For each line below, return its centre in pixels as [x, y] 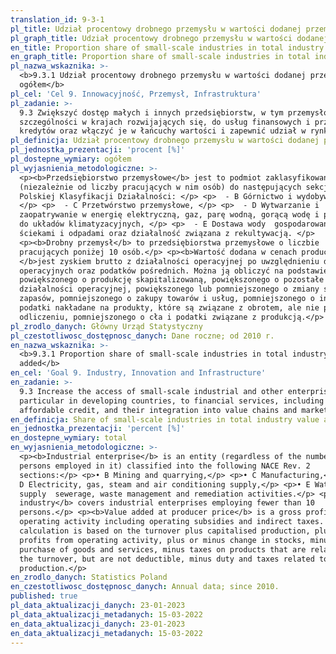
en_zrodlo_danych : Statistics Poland [89, 577]
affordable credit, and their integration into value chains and [158, 410]
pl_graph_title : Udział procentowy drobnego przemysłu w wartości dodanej [169, 38]
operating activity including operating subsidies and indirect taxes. [172, 522]
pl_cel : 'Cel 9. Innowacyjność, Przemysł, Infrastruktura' [136, 94]
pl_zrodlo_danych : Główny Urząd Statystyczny [106, 326]
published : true [44, 596]
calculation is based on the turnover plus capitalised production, [165, 531]
